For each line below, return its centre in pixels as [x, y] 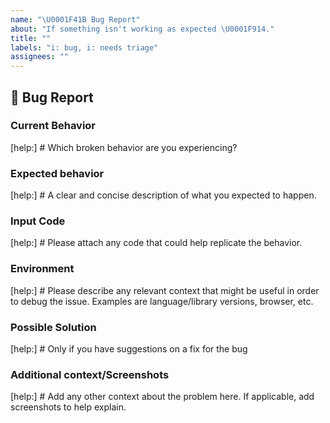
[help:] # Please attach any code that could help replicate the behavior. [156, 243]
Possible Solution [53, 327]
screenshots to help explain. [68, 407]
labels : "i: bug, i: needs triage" [84, 47]
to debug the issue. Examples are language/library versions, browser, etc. [162, 301]
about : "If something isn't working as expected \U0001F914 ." [142, 29]
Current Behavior [53, 126]
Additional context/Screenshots [90, 374]
